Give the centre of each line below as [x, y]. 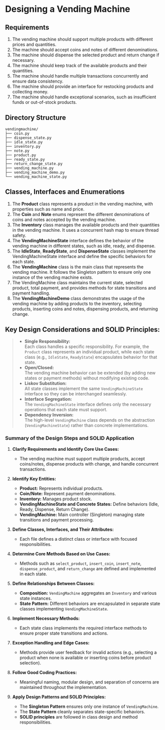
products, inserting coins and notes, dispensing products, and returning [85, 309]
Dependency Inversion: [49, 415]
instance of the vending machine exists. [53, 277]
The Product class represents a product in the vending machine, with [83, 204]
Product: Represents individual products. [61, 488]
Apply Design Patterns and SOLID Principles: [59, 697]
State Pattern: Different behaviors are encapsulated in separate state [90, 603]
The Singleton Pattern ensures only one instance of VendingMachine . [89, 706]
